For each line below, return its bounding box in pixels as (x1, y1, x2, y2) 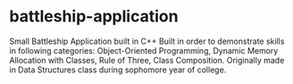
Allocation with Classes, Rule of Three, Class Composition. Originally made (9, 55, 285, 65)
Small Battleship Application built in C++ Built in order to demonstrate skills (9, 36, 285, 46)
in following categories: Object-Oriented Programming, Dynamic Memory (9, 45, 279, 55)
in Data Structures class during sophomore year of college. (9, 64, 227, 75)
